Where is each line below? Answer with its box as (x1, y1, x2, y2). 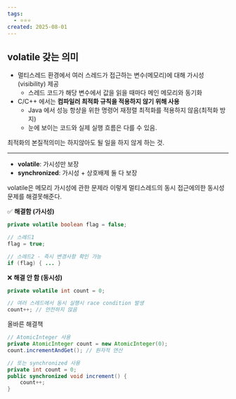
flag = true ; (7, 240, 46, 248)
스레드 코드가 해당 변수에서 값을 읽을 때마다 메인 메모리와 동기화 (27, 88, 202, 97)
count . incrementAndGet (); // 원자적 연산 (7, 346, 123, 354)
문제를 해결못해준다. (7, 192, 62, 201)
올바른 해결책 (7, 320, 44, 328)
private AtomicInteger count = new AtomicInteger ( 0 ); (7, 341, 169, 348)
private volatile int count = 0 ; (7, 287, 105, 295)
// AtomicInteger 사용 (7, 334, 71, 341)
